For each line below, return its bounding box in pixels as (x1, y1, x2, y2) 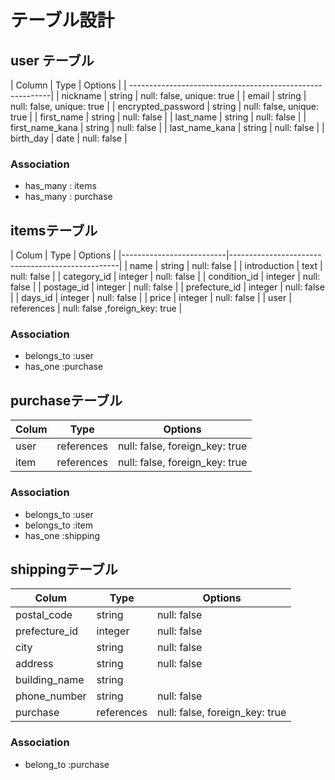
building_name (15, 673, 85, 687)
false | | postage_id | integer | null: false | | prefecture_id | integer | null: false (10, 281, 325, 293)
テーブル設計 (10, 9, 115, 32)
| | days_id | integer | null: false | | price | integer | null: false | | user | (10, 292, 292, 304)
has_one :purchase (24, 361, 104, 373)
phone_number (15, 689, 87, 703)
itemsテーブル (10, 222, 98, 239)
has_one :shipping (24, 529, 100, 541)
